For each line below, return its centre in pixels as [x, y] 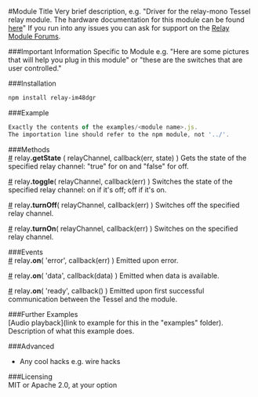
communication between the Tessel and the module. [93, 299]
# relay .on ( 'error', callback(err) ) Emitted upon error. [93, 260]
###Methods [29, 149]
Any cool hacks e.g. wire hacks [70, 361]
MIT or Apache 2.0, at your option [63, 384]
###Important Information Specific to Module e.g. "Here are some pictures [129, 51]
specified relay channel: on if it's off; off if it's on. [87, 189]
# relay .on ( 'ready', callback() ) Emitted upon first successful [106, 290]
